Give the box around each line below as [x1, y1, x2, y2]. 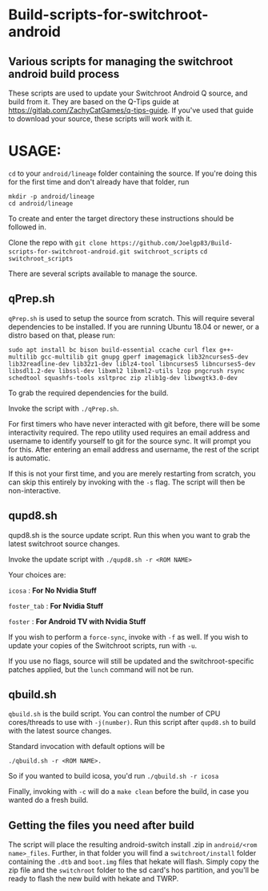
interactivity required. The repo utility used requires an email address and [8, 427, 250, 437]
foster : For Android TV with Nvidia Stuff [8, 616, 146, 626]
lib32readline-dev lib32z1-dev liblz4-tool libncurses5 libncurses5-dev [8, 359, 256, 368]
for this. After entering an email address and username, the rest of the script [8, 444, 260, 454]
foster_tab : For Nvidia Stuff [8, 601, 104, 610]
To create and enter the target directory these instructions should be [8, 213, 234, 223]
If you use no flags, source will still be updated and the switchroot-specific [8, 656, 254, 666]
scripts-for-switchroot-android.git [8, 247, 130, 256]
